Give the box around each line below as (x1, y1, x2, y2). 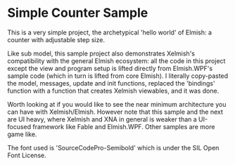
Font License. (7, 151, 47, 159)
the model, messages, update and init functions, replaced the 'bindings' (7, 79, 216, 87)
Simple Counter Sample (7, 5, 148, 21)
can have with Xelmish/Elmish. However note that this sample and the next (7, 107, 224, 116)
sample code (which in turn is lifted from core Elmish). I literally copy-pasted (7, 72, 229, 80)
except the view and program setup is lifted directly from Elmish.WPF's (7, 64, 213, 72)
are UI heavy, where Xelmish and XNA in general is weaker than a (7, 114, 197, 124)
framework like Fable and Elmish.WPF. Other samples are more (32, 122, 215, 131)
